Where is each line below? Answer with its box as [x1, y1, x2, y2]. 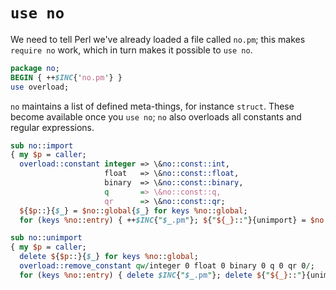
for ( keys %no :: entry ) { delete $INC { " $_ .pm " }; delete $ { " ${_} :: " [19, 270, 302, 280]
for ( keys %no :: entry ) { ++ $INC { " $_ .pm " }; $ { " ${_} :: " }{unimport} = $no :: [19, 215, 333, 225]
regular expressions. [10, 121, 95, 133]
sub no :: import [10, 140, 74, 151]
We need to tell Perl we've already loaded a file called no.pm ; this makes [10, 33, 306, 45]
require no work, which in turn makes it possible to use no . [10, 44, 253, 56]
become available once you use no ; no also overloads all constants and [10, 110, 302, 123]
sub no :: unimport [10, 233, 83, 243]
